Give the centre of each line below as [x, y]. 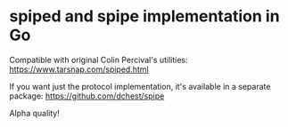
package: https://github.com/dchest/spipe [87, 96]
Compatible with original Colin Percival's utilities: [99, 60]
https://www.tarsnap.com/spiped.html [79, 69]
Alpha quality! [34, 113]
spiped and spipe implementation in [144, 16]
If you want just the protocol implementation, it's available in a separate [140, 86]
